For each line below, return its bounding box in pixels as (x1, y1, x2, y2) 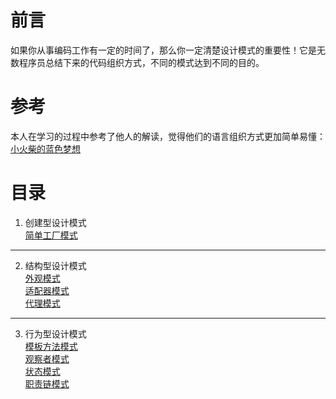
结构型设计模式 (24, 259, 87, 271)
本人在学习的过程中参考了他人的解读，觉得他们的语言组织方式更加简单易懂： (10, 130, 326, 142)
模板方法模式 (24, 340, 78, 352)
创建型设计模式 (24, 216, 87, 228)
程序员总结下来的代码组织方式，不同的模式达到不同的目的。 (18, 56, 265, 68)
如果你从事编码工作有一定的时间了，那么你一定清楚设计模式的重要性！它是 (10, 44, 317, 56)
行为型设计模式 (24, 327, 87, 340)
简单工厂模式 (24, 229, 78, 241)
